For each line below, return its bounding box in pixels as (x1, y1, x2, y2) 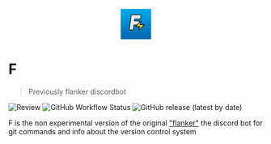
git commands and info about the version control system (8, 126, 197, 136)
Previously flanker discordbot (28, 87, 127, 96)
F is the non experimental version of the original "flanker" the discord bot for (8, 118, 263, 128)
